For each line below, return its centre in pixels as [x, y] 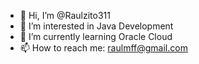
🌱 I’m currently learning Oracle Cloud [96, 36]
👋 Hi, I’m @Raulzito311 [65, 15]
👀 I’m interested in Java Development [96, 26]
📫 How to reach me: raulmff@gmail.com [103, 48]
